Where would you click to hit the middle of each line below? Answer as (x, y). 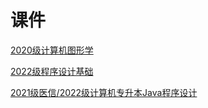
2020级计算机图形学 (52, 50)
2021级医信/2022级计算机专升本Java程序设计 (104, 92)
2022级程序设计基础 (52, 71)
